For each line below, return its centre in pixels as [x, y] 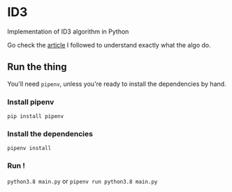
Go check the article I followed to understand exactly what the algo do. [109, 45]
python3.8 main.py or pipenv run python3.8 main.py [82, 181]
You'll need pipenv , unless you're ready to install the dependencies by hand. [117, 84]
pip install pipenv [36, 117]
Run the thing [37, 67]
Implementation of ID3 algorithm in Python [68, 31]
